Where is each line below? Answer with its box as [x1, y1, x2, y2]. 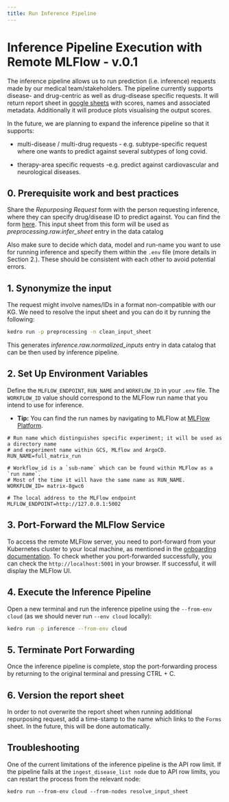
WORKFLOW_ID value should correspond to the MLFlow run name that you [7, 393, 208, 402]
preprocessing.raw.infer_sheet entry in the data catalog [7, 228, 164, 236]
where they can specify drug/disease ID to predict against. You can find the [7, 213, 221, 221]
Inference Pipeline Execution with [7, 39, 202, 55]
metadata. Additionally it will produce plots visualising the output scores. [7, 106, 212, 114]
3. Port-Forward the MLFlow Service [7, 519, 165, 531]
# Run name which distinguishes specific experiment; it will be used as [7, 435, 223, 441]
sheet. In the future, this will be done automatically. [7, 722, 152, 730]
